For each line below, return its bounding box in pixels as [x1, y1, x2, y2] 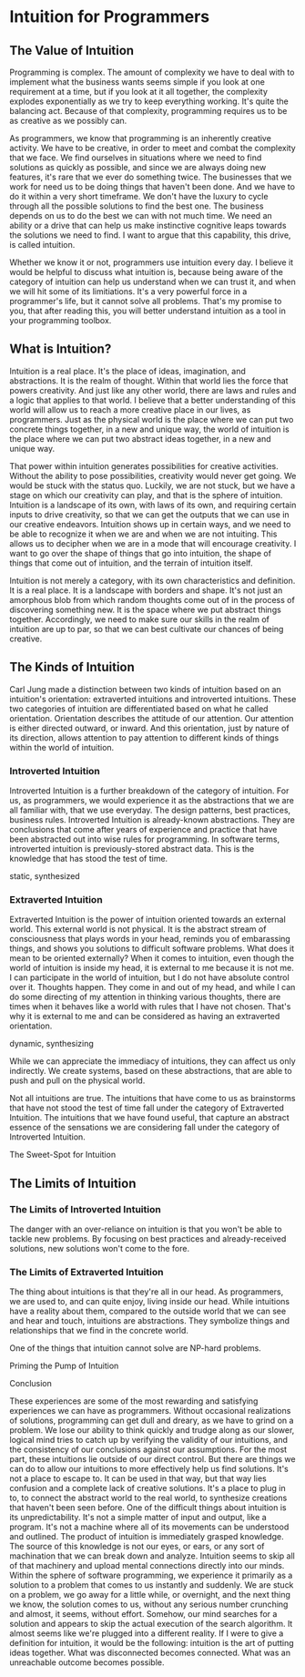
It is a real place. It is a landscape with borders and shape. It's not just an [9, 585, 283, 596]
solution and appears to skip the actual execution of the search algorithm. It [9, 1619, 293, 1630]
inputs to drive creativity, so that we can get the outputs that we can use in [9, 508, 290, 520]
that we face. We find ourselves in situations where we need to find [9, 152, 262, 163]
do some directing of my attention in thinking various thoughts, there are [9, 991, 281, 1003]
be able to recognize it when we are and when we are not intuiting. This [9, 528, 278, 539]
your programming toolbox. [9, 315, 112, 325]
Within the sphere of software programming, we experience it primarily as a [9, 1570, 293, 1581]
